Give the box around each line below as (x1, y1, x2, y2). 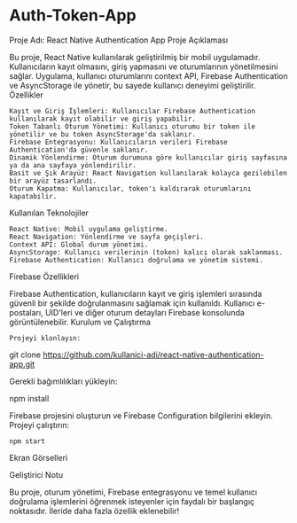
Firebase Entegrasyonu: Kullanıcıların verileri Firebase (9, 137, 228, 146)
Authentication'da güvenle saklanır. (9, 145, 149, 154)
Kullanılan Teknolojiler (9, 207, 89, 218)
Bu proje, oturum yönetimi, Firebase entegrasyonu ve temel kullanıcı (9, 487, 258, 497)
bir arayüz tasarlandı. (9, 176, 98, 185)
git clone (9, 349, 42, 360)
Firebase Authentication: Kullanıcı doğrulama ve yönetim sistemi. (9, 255, 264, 264)
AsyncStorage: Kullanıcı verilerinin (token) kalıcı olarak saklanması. (9, 247, 284, 257)
